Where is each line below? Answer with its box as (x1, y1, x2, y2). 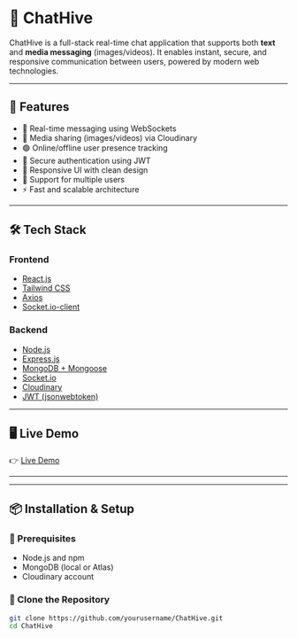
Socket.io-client (21, 301, 80, 313)
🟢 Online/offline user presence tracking (21, 142, 168, 153)
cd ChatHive (9, 622, 53, 631)
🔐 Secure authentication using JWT (21, 155, 152, 166)
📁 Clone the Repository (9, 594, 110, 606)
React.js (21, 274, 52, 284)
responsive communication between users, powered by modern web (9, 56, 260, 66)
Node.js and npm (21, 553, 85, 564)
